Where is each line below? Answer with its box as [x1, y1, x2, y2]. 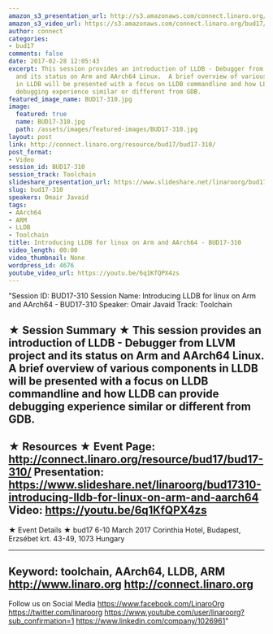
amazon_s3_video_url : [8, 20, 82, 28]
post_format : [8, 148, 53, 156]
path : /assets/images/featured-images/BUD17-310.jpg [15, 125, 198, 133]
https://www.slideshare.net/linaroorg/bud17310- [8, 478, 262, 492]
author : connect [8, 27, 63, 35]
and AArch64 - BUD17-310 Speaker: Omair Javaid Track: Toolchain [8, 300, 233, 310]
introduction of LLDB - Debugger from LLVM [8, 336, 236, 350]
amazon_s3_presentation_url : [8, 11, 107, 20]
